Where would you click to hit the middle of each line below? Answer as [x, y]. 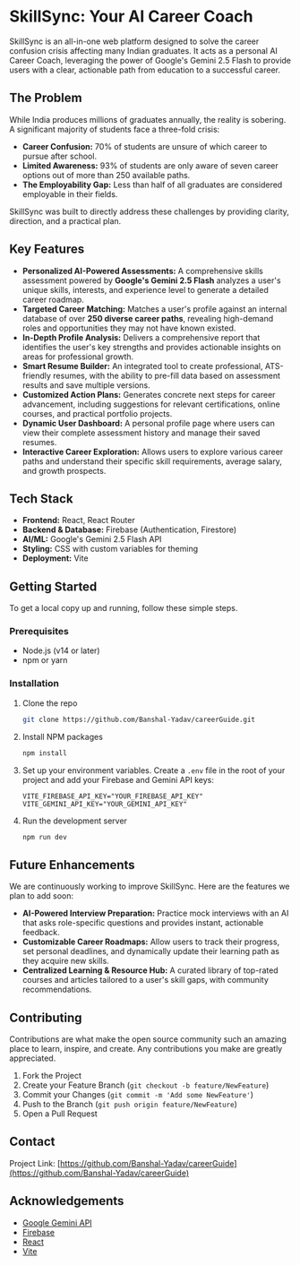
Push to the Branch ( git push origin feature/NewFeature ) [129, 1105]
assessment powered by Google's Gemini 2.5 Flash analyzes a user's [151, 280]
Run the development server [75, 821]
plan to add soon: [42, 896]
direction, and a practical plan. [65, 220]
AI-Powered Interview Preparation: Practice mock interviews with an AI [155, 913]
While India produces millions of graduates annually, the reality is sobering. [148, 119]
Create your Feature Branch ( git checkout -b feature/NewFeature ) [146, 1085]
